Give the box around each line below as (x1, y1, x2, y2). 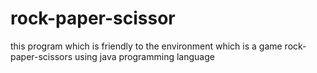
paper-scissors (10, 50, 73, 62)
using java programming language (74, 50, 215, 62)
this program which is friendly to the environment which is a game (10, 40, 283, 52)
